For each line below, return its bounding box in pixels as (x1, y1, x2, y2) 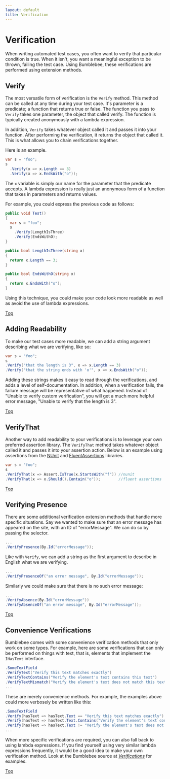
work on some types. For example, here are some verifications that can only (5, 645, 164, 651)
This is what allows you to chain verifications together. (5, 138, 119, 144)
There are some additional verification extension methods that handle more (5, 514, 162, 520)
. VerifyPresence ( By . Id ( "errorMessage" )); (5, 545, 94, 550)
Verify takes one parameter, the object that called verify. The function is (5, 111, 156, 117)
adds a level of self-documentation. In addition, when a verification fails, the (5, 382, 163, 388)
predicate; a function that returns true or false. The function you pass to (5, 106, 155, 112)
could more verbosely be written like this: (5, 699, 92, 705)
